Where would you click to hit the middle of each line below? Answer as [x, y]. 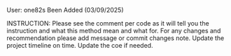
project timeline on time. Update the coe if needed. [80, 45]
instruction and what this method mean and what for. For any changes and [114, 31]
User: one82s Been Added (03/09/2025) [65, 10]
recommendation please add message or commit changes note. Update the [115, 38]
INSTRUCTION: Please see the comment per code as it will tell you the [108, 23]
